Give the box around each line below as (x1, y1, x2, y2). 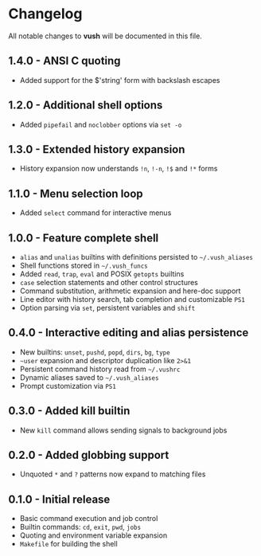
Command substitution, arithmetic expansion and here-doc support (19, 286, 241, 296)
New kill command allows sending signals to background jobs (19, 425, 228, 435)
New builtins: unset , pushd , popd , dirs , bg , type (19, 347, 170, 357)
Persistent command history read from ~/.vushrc (19, 364, 181, 374)
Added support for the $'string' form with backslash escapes (19, 75, 220, 84)
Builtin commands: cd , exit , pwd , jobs (19, 523, 142, 532)
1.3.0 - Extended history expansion (8, 143, 185, 156)
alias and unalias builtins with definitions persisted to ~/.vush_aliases (19, 253, 253, 261)
